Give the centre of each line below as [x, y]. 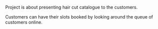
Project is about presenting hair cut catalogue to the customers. [71, 7]
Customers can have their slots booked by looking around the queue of [79, 17]
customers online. [24, 22]
